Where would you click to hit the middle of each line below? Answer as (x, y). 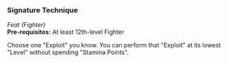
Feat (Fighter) (26, 25)
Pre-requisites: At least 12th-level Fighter (66, 32)
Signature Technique (43, 10)
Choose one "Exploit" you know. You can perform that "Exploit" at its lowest (114, 45)
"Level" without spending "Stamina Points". (68, 52)
